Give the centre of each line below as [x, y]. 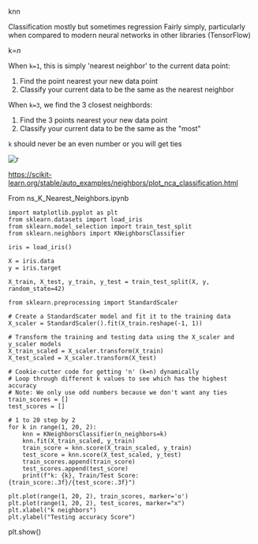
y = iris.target [35, 268]
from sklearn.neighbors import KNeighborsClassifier [97, 233]
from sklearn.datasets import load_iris [76, 220]
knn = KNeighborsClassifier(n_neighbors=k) [95, 434]
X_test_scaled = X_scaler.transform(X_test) [82, 358]
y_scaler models [35, 344]
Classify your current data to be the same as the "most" [110, 128]
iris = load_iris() [40, 247]
